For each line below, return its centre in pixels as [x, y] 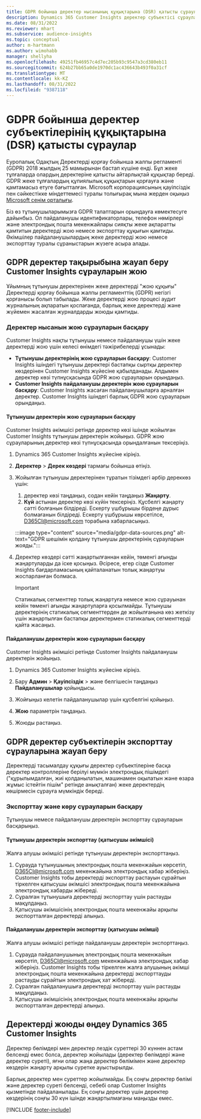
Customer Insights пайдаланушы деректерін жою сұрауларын [97, 383]
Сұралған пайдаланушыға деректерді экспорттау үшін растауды [98, 986]
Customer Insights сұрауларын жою [77, 271]
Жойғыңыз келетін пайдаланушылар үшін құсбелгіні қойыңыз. [95, 700]
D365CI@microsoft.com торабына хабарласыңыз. [87, 521]
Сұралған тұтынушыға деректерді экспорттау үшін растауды [93, 896]
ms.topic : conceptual [33, 40]
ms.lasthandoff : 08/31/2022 [41, 85]
